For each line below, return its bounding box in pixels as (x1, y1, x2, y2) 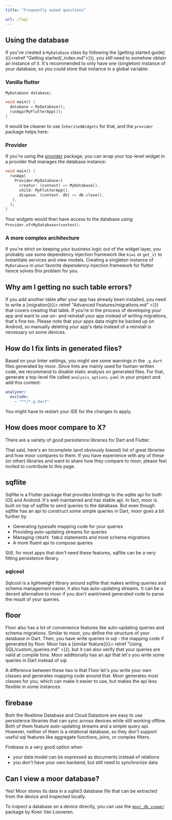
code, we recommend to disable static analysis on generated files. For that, (5, 368, 164, 375)
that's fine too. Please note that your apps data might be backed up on (5, 318, 155, 324)
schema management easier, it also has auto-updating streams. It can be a (5, 585, 163, 591)
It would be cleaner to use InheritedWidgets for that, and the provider (5, 123, 153, 129)
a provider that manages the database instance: (5, 159, 107, 165)
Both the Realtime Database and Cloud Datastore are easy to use (5, 712, 143, 718)
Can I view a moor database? (5, 774, 100, 783)
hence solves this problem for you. (5, 268, 79, 274)
